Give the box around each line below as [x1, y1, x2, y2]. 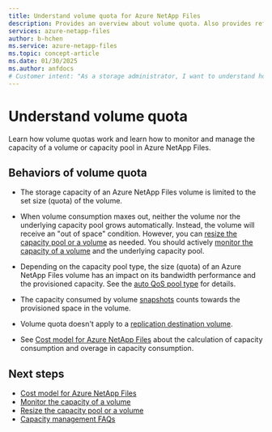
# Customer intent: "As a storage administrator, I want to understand [8, 72, 255, 80]
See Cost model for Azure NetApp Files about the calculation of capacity [19, 335, 263, 344]
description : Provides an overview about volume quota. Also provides [8, 19, 252, 28]
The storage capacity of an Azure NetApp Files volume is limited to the [19, 187, 257, 197]
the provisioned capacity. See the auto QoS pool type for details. [19, 279, 236, 289]
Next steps [8, 366, 65, 381]
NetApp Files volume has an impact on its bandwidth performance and [19, 271, 257, 280]
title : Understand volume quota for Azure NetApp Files [8, 11, 201, 20]
